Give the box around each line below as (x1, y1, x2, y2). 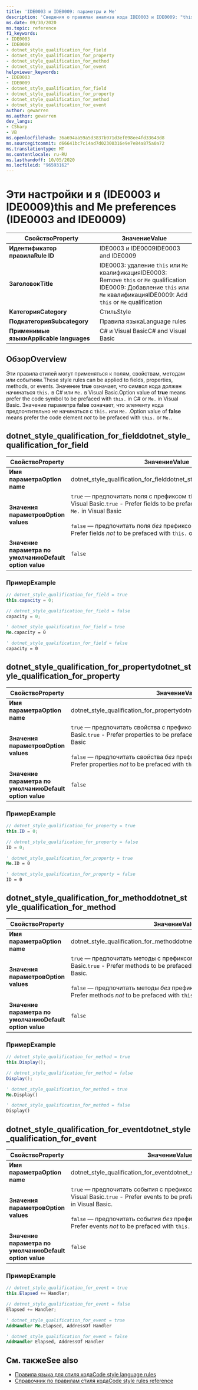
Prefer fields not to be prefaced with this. (70, 529, 187, 537)
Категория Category (9, 308, 67, 316)
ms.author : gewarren (6, 113, 57, 119)
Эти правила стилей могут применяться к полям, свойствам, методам (6, 370, 186, 377)
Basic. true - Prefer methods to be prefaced (70, 961, 192, 970)
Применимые (9, 327, 50, 335)
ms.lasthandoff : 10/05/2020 (6, 157, 75, 163)
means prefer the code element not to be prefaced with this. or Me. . (6, 414, 173, 421)
